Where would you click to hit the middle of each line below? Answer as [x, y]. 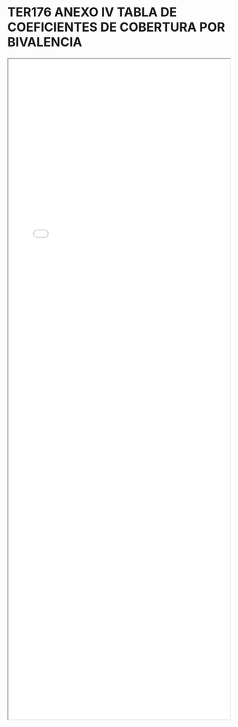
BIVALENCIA [45, 42]
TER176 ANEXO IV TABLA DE [92, 12]
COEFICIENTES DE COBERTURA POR [116, 27]
